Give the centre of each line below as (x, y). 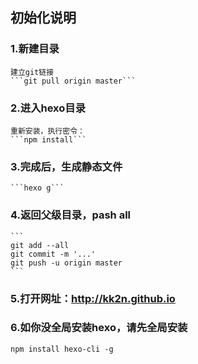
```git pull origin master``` (73, 81)
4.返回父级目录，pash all (71, 215)
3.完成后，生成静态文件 (66, 166)
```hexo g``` (37, 188)
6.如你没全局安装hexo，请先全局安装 (99, 328)
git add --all (40, 245)
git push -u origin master (66, 263)
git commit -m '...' (53, 254)
